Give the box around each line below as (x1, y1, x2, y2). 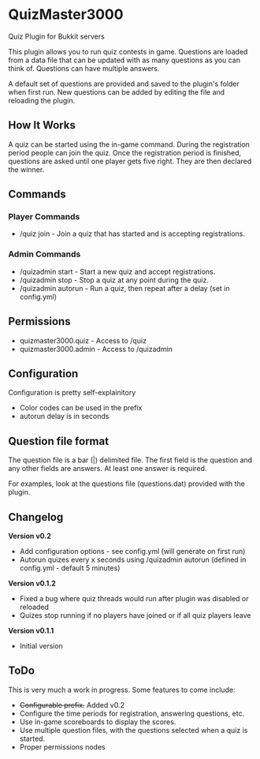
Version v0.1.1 (8, 626, 54, 635)
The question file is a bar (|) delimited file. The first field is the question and (8, 455, 253, 465)
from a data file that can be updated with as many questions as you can (8, 55, 240, 65)
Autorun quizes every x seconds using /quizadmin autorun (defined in (19, 555, 247, 564)
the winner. (8, 164, 45, 174)
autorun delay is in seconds (19, 412, 110, 421)
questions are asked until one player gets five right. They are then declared (8, 156, 252, 166)
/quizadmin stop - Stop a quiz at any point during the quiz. (19, 275, 209, 285)
